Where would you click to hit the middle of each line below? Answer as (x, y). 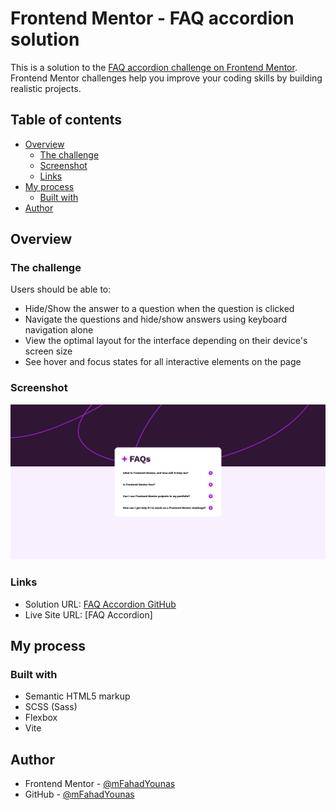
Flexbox (41, 718)
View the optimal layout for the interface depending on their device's (166, 341)
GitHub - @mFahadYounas (79, 794)
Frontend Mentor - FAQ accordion (152, 18)
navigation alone (59, 330)
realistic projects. (46, 88)
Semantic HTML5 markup (77, 696)
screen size (48, 351)
